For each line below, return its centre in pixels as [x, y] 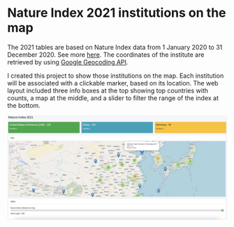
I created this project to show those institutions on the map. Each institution [116, 76]
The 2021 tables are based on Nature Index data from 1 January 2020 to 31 [115, 47]
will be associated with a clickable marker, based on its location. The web [113, 83]
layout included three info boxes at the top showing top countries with [108, 90]
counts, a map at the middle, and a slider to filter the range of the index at [113, 98]
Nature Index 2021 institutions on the [117, 13]
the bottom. [24, 105]
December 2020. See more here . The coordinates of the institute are [106, 55]
